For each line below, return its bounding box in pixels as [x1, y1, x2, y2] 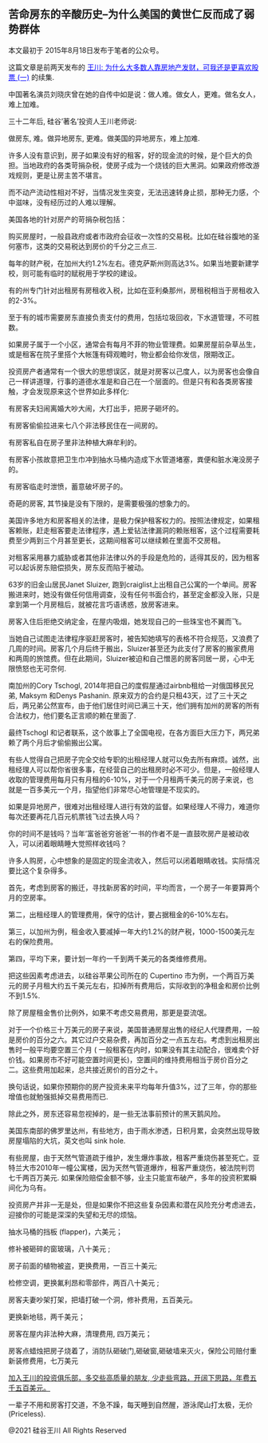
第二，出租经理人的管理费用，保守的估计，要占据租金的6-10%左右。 [8, 909, 233, 919]
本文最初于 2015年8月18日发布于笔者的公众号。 [8, 45, 164, 54]
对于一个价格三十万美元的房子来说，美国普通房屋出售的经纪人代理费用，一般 [8, 1024, 260, 1034]
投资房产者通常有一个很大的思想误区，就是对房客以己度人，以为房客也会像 [8, 367, 253, 376]
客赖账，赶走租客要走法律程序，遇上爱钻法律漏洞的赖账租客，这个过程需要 [8, 525, 253, 535]
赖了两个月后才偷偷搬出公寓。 [8, 737, 106, 747]
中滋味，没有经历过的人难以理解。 [8, 197, 120, 206]
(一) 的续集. [17, 72, 55, 82]
